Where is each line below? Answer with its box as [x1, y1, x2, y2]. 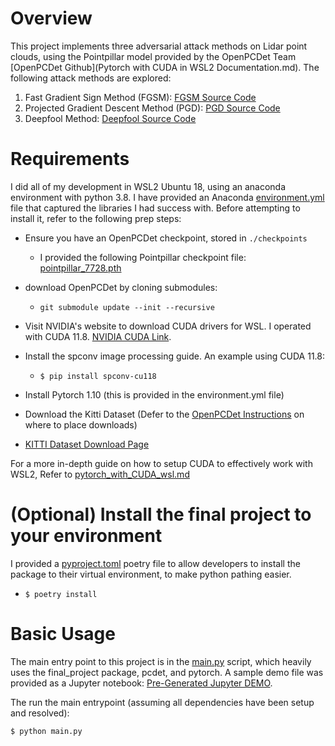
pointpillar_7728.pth [39, 262, 122, 274]
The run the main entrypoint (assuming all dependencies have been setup [10, 696, 315, 708]
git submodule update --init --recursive [39, 302, 215, 312]
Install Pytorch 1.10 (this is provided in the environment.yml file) [24, 388, 285, 401]
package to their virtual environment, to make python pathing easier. [10, 568, 292, 580]
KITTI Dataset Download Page [24, 438, 150, 450]
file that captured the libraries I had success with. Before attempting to [10, 202, 301, 214]
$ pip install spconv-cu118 [39, 371, 157, 381]
